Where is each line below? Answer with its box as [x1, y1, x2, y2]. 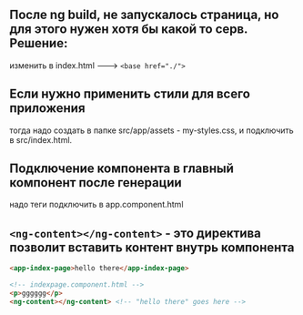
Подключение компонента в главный [9, 161, 234, 177]
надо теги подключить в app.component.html [9, 199, 184, 210]
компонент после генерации [9, 175, 182, 190]
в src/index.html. [9, 134, 73, 145]
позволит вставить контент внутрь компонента [9, 239, 295, 255]
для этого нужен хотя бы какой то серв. [9, 22, 248, 37]
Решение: [9, 36, 68, 51]
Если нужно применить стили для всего [9, 86, 250, 102]
